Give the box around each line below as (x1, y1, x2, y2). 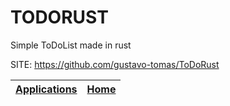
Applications (15, 82, 78, 96)
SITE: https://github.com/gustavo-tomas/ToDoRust (10, 58, 220, 70)
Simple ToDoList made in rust (10, 39, 132, 51)
